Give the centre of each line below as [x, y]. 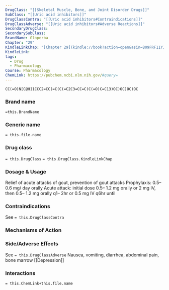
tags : [11, 57]
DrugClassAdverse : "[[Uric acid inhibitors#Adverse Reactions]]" [75, 24]
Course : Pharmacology [28, 71]
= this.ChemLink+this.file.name [39, 283]
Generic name [23, 125]
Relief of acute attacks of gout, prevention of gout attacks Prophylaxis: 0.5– [83, 183]
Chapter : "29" [20, 43]
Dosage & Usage [26, 171]
